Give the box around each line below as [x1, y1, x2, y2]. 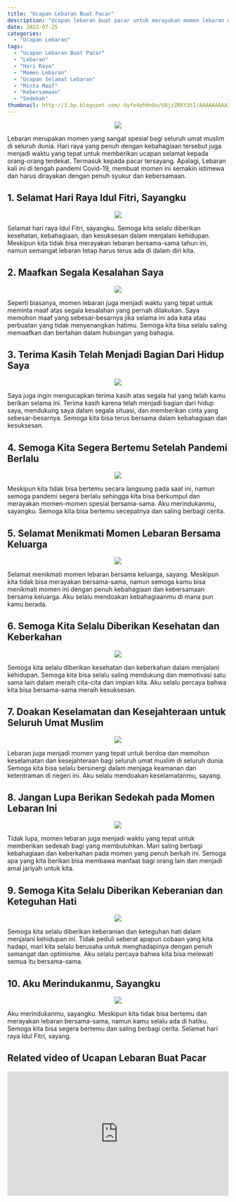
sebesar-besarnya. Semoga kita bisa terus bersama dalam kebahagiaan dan [7, 414, 228, 422]
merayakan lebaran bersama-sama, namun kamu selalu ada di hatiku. [7, 1017, 209, 1025]
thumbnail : [7, 102, 39, 109]
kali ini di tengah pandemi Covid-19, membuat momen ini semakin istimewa [7, 164, 225, 172]
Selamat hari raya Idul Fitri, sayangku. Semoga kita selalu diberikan [7, 224, 202, 232]
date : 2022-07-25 [7, 23, 58, 30]
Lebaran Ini [7, 802, 58, 814]
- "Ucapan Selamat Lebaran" [13, 75, 96, 83]
